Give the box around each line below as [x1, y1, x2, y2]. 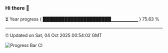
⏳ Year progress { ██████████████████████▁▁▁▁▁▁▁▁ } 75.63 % [5, 16, 159, 22]
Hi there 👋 [5, 4, 30, 11]
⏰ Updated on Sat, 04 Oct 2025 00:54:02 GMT [5, 32, 102, 38]
